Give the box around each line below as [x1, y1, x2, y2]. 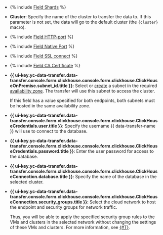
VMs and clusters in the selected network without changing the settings [9, 219, 157, 225]
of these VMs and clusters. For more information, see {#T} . [9, 225, 130, 230]
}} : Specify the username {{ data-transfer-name [58, 123, 156, 129]
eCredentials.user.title [9, 123, 58, 129]
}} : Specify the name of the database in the [68, 174, 157, 180]
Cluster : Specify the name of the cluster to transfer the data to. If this [9, 14, 151, 19]
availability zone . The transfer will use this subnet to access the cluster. [9, 88, 156, 94]
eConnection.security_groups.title [9, 199, 82, 205]
